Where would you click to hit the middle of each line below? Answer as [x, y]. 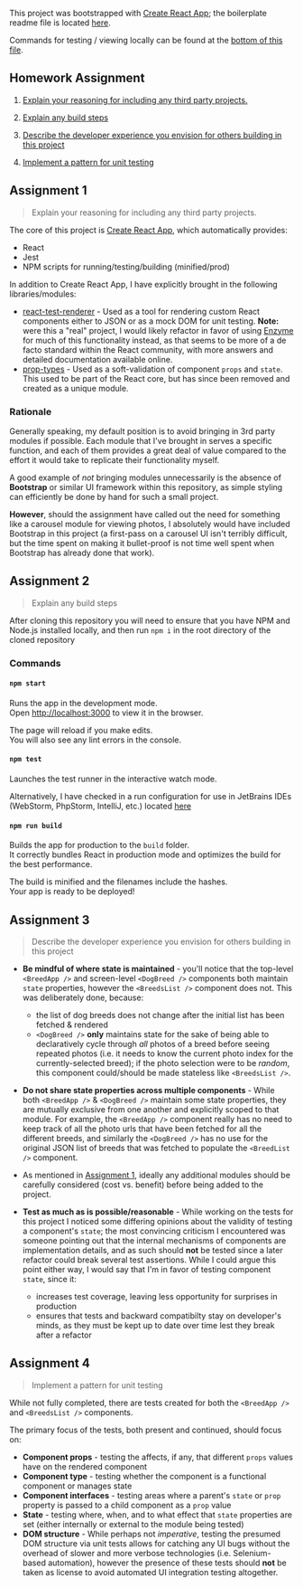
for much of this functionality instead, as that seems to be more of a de [154, 340]
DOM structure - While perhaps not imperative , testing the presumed [151, 1534]
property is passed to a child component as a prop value [127, 1505]
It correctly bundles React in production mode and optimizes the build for [145, 855]
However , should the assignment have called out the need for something [145, 514]
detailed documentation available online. [97, 359]
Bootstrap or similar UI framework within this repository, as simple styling [146, 486]
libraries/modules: [43, 294]
